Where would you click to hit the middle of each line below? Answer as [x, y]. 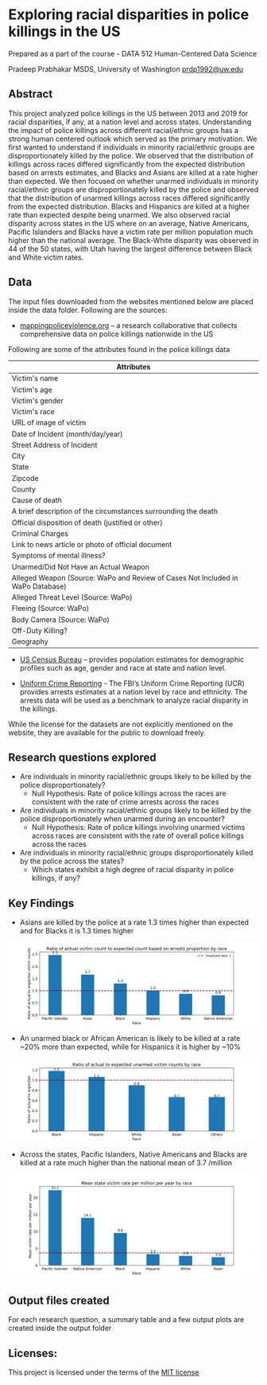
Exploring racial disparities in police [129, 15]
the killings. [39, 708]
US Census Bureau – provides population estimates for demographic [132, 659]
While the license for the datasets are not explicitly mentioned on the [121, 724]
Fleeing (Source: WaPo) [50, 608]
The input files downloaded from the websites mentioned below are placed [131, 301]
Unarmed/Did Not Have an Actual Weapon [80, 566]
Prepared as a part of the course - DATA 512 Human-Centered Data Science [133, 53]
